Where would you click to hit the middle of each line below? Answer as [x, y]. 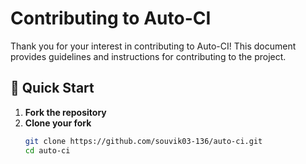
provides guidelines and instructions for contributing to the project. [148, 56]
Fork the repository [65, 112]
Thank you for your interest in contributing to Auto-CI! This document [153, 46]
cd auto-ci [47, 150]
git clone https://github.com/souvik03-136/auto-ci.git [143, 141]
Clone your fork [58, 123]
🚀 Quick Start [52, 88]
